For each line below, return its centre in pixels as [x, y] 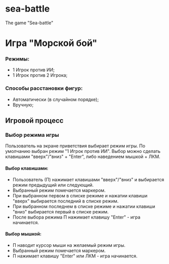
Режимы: [17, 59]
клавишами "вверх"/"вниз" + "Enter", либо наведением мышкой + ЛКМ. [83, 156]
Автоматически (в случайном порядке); [56, 99]
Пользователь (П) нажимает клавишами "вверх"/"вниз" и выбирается [88, 179]
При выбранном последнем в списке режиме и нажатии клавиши [84, 206]
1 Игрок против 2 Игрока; [40, 75]
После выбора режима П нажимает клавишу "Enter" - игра [76, 217]
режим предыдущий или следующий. [53, 185]
